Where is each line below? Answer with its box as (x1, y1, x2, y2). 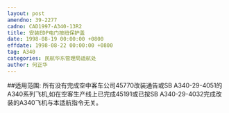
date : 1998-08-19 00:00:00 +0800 (7, 36, 104, 43)
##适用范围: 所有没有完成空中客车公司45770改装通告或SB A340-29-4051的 (7, 81, 223, 90)
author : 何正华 (7, 61, 48, 68)
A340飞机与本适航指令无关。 (19, 98, 103, 107)
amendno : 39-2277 (7, 17, 58, 23)
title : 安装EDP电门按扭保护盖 (7, 29, 85, 37)
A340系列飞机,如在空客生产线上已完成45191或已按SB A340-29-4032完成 (7, 90, 217, 98)
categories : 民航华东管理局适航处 (7, 55, 96, 62)
